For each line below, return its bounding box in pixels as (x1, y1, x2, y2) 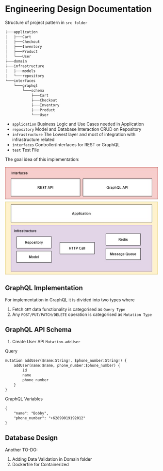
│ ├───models (5, 68, 36, 74)
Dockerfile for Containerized (12, 461, 69, 467)
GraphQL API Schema (5, 326, 72, 334)
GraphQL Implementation (5, 284, 83, 292)
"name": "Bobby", (14, 411, 49, 415)
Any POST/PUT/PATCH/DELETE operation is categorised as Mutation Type (12, 311, 152, 317)
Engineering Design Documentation (5, 3, 152, 15)
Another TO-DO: (5, 447, 38, 452)
